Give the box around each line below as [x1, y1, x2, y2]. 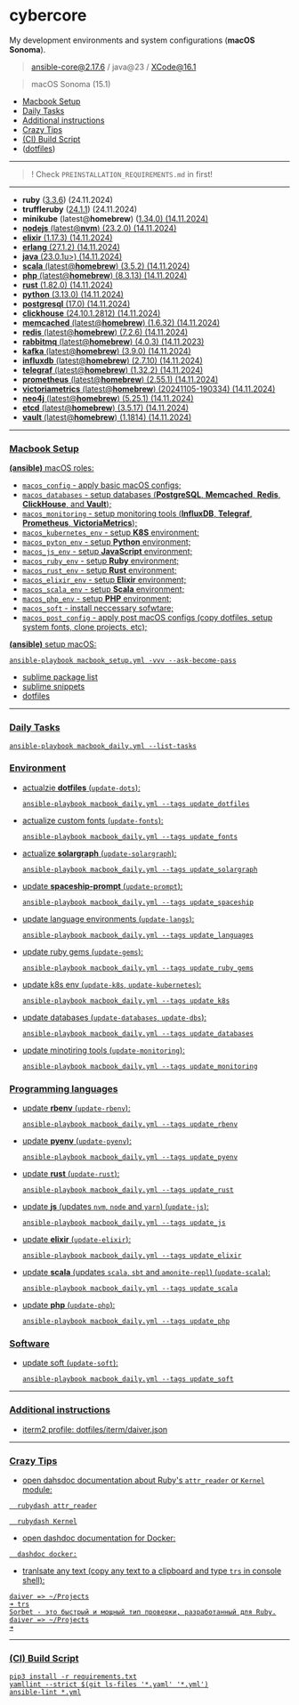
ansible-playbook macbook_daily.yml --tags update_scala [21, 1284, 238, 1293]
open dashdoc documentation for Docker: [21, 1532, 176, 1544]
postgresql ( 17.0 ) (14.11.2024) [21, 298, 131, 309]
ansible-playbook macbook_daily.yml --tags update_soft [21, 1375, 234, 1384]
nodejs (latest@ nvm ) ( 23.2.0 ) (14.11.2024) [21, 222, 177, 233]
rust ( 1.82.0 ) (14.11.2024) [21, 279, 113, 290]
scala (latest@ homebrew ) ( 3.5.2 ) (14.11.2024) [21, 260, 190, 271]
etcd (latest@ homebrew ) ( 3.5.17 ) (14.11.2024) [21, 402, 190, 413]
